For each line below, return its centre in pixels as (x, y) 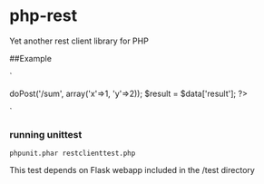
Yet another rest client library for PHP (79, 41)
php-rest (44, 16)
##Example (31, 58)
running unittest (46, 134)
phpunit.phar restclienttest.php (73, 154)
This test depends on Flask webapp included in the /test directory (132, 170)
